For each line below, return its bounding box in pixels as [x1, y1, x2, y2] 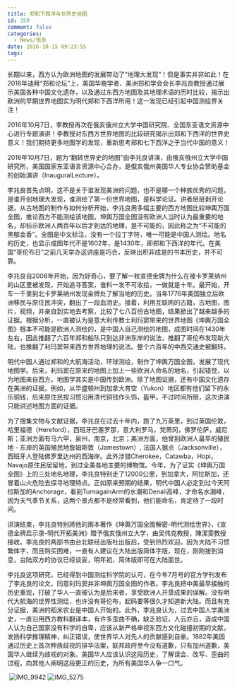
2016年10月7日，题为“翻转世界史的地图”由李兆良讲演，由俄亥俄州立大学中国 [7, 153, 229, 161]
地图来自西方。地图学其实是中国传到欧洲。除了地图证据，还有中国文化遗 [13, 375, 224, 383]
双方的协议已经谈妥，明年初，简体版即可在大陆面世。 [31, 555, 187, 564]
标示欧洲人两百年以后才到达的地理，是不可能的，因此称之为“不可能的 [25, 221, 227, 230]
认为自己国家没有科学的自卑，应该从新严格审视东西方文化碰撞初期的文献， [13, 623, 230, 631]
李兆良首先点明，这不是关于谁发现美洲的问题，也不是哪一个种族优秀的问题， [7, 185, 230, 194]
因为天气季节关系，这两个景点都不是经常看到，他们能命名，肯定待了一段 [7, 496, 217, 504]
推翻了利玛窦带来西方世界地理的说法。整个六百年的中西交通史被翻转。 [25, 342, 230, 351]
